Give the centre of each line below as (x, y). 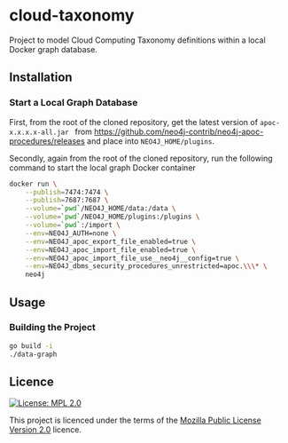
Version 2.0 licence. (46, 430)
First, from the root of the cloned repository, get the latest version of (134, 122)
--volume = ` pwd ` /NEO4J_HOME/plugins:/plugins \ (113, 217)
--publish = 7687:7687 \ (67, 201)
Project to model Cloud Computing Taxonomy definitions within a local (137, 40)
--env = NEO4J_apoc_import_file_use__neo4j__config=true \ (132, 258)
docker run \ (33, 184)
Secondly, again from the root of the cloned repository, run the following (141, 158)
